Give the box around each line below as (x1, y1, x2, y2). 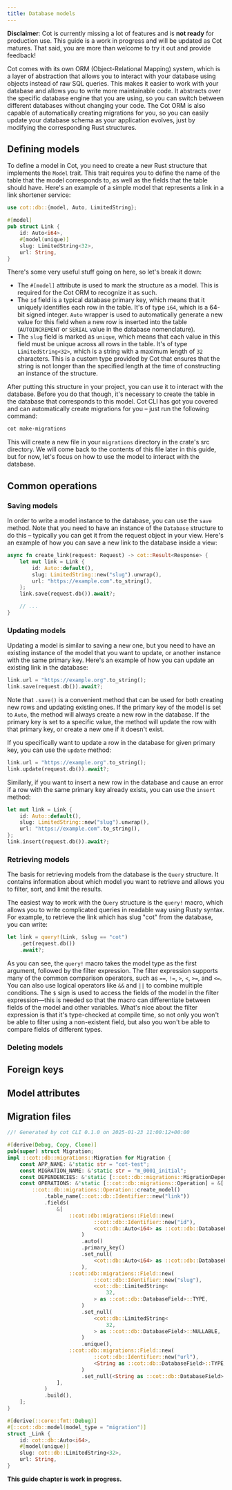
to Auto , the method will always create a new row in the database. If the (7, 710, 210, 719)
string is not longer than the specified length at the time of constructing (17, 362, 221, 370)
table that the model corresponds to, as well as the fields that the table (7, 176, 209, 185)
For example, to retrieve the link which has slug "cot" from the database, (7, 913, 213, 921)
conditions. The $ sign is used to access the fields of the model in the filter (7, 988, 220, 997)
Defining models (7, 143, 80, 155)
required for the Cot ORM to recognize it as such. (17, 288, 157, 297)
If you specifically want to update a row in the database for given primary (7, 738, 215, 746)
